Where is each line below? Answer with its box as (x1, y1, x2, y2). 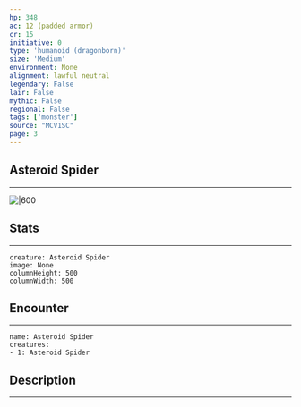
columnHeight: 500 (9, 268, 78, 277)
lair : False (9, 88, 54, 97)
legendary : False (9, 80, 74, 89)
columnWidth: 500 (9, 276, 74, 285)
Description (9, 372, 76, 387)
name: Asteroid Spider (9, 333, 94, 342)
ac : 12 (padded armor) (9, 21, 94, 30)
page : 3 (9, 130, 39, 139)
